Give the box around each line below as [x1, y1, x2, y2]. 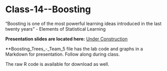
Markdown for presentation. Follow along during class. [5, 51, 120, 57]
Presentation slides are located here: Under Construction [5, 36, 128, 42]
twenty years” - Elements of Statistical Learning [5, 26, 106, 32]
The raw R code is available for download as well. [5, 61, 110, 67]
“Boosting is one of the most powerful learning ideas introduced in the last [5, 20, 162, 27]
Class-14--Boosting [5, 4, 91, 15]
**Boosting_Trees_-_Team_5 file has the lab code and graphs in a [5, 45, 143, 52]
